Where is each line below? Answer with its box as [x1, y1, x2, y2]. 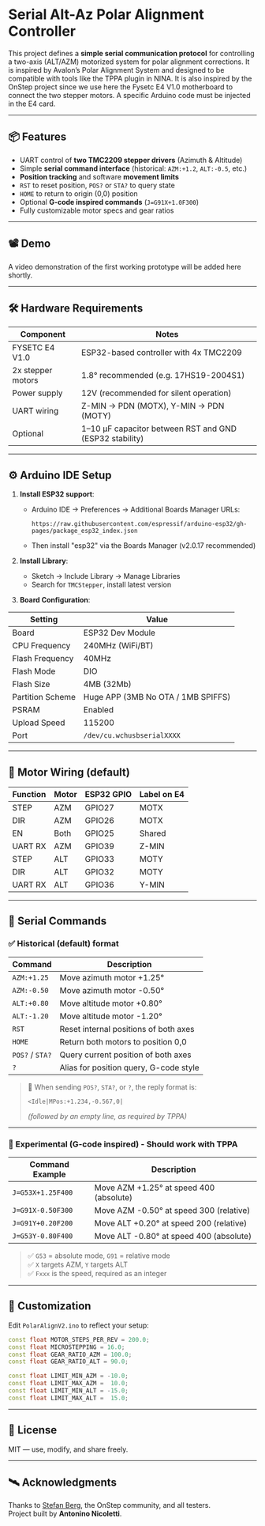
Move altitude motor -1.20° [59, 1010, 163, 1022]
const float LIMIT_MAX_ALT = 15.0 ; [8, 1394, 129, 1402]
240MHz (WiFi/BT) [83, 640, 154, 652]
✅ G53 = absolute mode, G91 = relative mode [27, 1251, 171, 1260]
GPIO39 [84, 840, 114, 852]
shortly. [8, 270, 33, 280]
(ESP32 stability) [81, 433, 144, 444]
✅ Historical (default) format [8, 939, 120, 950]
